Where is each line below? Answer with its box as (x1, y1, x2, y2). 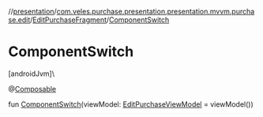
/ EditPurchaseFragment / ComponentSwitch (30, 15, 170, 25)
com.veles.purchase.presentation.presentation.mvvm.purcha (56, 7, 255, 16)
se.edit (8, 15, 31, 25)
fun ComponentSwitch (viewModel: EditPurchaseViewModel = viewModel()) (8, 99, 254, 109)
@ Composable (8, 84, 57, 93)
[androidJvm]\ (8, 69, 55, 78)
